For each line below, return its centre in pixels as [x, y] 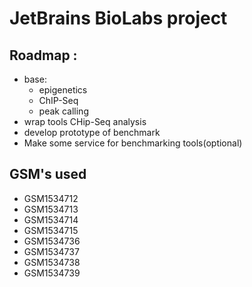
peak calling [63, 111]
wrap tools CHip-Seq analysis [85, 121]
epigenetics [63, 90]
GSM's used [48, 174]
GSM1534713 [51, 209]
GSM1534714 [51, 219]
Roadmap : [43, 55]
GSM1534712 [51, 198]
